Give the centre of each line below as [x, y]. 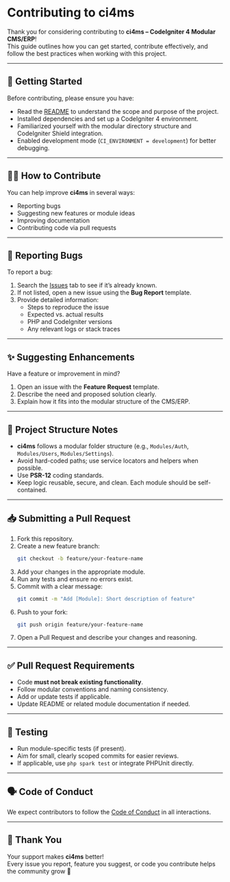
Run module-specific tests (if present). [72, 749]
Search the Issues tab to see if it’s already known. [87, 286]
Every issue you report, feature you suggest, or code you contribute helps [111, 863]
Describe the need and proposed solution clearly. [87, 394]
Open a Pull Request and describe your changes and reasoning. [107, 638]
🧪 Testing [28, 732]
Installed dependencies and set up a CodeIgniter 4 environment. [107, 119]
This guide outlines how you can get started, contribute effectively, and [108, 46]
